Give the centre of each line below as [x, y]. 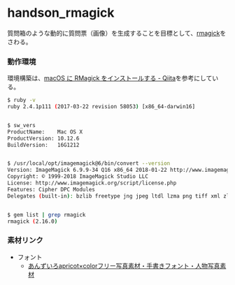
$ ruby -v [22, 100]
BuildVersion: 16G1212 [43, 145]
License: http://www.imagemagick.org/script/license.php [92, 183]
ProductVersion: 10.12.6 [43, 138]
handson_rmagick [61, 13]
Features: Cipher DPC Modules [51, 189]
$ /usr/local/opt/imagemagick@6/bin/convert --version [89, 163]
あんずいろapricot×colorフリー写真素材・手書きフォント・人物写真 [124, 265]
